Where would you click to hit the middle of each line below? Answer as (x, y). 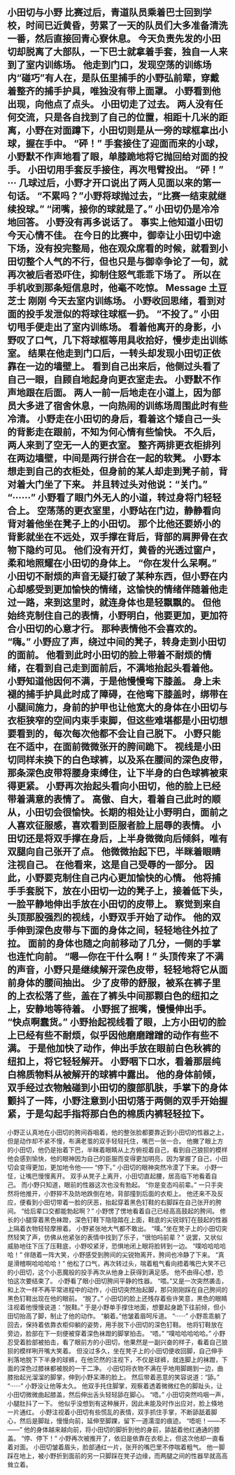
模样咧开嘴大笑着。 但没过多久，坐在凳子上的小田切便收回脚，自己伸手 (121, 1351)
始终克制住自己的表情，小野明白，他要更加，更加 (113, 616)
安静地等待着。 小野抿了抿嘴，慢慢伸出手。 (119, 1009)
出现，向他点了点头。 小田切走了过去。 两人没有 (111, 105)
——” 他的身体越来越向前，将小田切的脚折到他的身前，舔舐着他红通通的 (111, 1430)
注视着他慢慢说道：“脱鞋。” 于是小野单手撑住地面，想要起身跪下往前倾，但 (114, 1307)
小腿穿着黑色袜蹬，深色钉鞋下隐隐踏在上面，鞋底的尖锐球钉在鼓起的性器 (123, 1220)
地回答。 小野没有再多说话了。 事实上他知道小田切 (115, 222)
